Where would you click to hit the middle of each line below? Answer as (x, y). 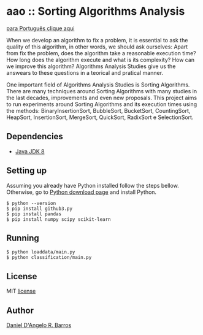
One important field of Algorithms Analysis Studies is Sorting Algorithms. (98, 85)
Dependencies (35, 137)
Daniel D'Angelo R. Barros (39, 325)
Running (23, 238)
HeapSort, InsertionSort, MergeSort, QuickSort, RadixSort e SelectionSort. (100, 117)
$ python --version (31, 203)
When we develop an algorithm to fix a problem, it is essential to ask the (97, 40)
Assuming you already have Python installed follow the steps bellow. (93, 185)
